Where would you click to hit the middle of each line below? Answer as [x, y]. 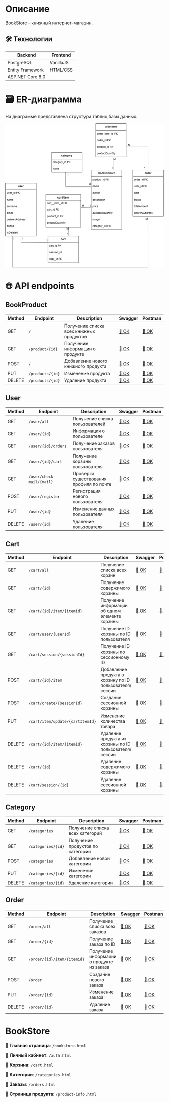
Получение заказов [94, 443]
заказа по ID [102, 944]
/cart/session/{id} [49, 785]
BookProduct [26, 305]
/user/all [39, 422]
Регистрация [87, 491]
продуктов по [83, 846]
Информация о [89, 431]
